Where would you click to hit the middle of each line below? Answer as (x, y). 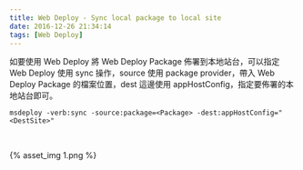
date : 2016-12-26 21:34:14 (61, 26)
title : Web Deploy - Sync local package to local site (116, 18)
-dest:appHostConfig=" (240, 113)
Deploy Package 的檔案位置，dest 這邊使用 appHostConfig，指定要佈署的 (148, 85)
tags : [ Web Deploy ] (46, 35)
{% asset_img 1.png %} (53, 155)
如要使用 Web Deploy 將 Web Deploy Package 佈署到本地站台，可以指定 (145, 62)
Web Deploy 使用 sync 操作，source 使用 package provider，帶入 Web (142, 73)
